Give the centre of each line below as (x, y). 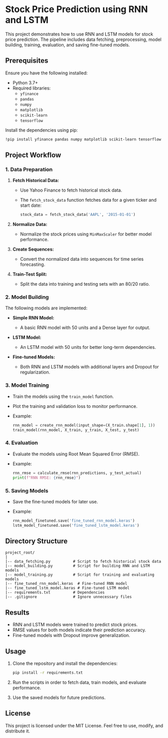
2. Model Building (27, 297)
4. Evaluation (22, 443)
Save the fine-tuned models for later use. (55, 501)
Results (17, 612)
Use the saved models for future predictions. (59, 697)
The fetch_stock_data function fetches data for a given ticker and (88, 200)
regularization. (35, 372)
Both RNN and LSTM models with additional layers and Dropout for (89, 367)
